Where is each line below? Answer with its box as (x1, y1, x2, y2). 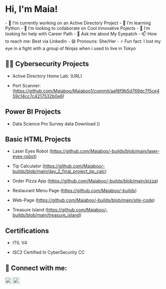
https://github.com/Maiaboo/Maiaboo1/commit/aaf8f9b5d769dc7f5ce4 (14, 88, 160, 94)
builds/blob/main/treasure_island (12, 212, 80, 218)
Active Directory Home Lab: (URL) (12, 73, 82, 79)
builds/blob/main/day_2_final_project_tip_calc (12, 168, 105, 174)
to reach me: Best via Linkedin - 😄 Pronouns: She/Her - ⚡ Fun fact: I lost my (5, 38, 161, 44)
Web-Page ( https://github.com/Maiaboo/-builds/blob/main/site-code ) (12, 197, 155, 203)
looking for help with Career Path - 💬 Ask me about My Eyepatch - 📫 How (5, 31, 158, 37)
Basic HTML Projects (5, 135, 71, 144)
